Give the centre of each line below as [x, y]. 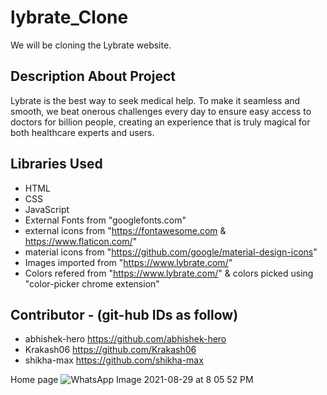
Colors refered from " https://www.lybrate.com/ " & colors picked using [169, 273]
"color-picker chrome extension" [92, 283]
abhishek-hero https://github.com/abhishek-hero [125, 339]
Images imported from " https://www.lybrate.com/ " [128, 262]
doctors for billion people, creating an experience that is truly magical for [160, 122]
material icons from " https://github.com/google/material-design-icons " [171, 252]
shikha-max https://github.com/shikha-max [114, 360]
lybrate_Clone [69, 17]
